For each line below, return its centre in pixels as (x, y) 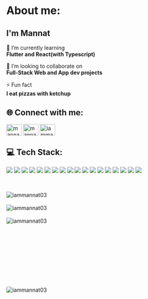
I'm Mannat (28, 33)
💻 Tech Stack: (34, 152)
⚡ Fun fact (19, 85)
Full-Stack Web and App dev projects (55, 73)
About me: (33, 11)
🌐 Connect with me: (45, 113)
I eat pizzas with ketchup (39, 93)
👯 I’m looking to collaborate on (44, 66)
